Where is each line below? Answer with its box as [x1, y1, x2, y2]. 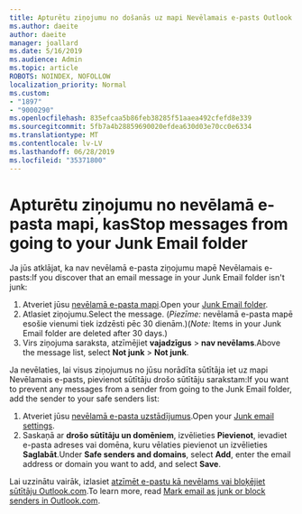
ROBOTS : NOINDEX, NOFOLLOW [9, 72, 111, 81]
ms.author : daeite [9, 22, 78, 31]
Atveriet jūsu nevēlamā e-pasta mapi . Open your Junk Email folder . [22, 299, 269, 310]
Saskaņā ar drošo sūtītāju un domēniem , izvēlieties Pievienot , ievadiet [22, 430, 288, 441]
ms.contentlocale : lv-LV [9, 139, 103, 148]
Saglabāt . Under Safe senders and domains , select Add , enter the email [22, 449, 291, 460]
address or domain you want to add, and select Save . [22, 459, 221, 470]
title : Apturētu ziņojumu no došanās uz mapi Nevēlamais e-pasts [9, 13, 260, 23]
